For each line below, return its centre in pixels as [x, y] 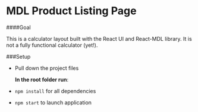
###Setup [18, 56]
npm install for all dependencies [55, 91]
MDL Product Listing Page [71, 11]
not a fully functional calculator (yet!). [52, 45]
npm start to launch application [53, 103]
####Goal [18, 27]
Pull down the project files [47, 68]
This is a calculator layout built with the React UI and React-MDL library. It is [99, 39]
